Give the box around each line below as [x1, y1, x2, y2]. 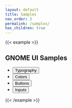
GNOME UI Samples [5, 54, 68, 62]
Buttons [14, 80, 29, 86]
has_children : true [5, 26, 46, 31]
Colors [14, 74, 27, 79]
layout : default [5, 7, 39, 12]
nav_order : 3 [5, 16, 32, 21]
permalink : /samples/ [5, 21, 50, 26]
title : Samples [5, 12, 37, 17]
